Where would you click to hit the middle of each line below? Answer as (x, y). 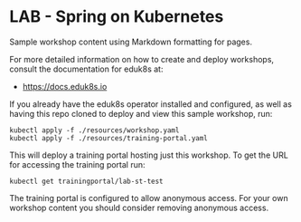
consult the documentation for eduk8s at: (86, 69)
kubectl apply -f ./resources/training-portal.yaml (108, 138)
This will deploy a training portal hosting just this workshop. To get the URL (149, 155)
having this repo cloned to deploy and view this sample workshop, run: (141, 113)
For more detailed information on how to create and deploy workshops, (141, 59)
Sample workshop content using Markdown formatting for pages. (131, 42)
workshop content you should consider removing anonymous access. (139, 208)
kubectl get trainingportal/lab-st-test (87, 181)
